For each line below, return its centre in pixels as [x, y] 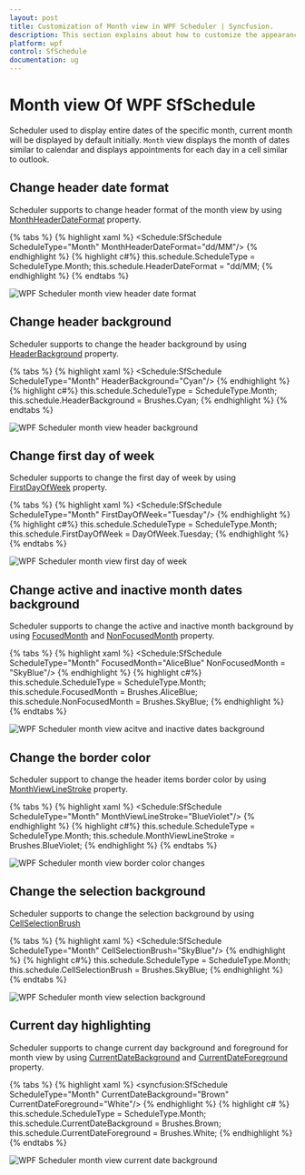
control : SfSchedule [49, 52]
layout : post [34, 18]
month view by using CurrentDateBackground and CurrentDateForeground [149, 1057]
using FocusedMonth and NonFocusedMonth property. [112, 636]
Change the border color [80, 757]
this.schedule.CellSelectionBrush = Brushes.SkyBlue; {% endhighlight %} [147, 969]
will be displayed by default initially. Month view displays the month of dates [150, 140]
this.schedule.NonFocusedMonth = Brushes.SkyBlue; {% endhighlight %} [147, 702]
